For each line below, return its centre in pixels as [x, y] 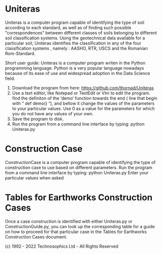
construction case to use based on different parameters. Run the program [79, 167]
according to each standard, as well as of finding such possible [68, 27]
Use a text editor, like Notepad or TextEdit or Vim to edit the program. [81, 93]
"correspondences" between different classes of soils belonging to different [81, 33]
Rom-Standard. [20, 53]
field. [10, 78]
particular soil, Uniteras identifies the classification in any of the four [73, 43]
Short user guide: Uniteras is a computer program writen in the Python [75, 63]
